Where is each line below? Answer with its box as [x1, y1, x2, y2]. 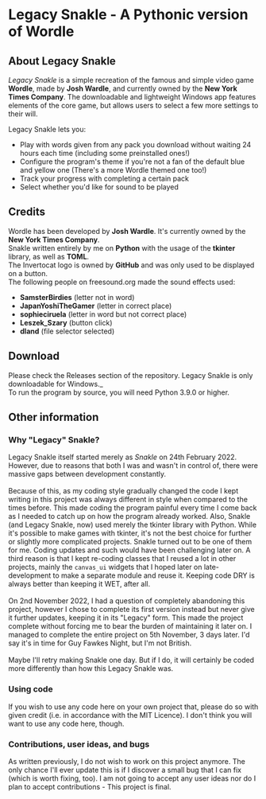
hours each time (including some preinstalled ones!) [19, 149, 191, 158]
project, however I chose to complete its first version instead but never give [8, 605, 256, 614]
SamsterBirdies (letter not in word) [19, 292, 135, 302]
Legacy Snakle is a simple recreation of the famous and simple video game [8, 76, 254, 84]
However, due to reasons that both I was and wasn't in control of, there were [8, 461, 258, 470]
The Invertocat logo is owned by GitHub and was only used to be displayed [8, 260, 255, 270]
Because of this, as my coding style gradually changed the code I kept [8, 486, 239, 496]
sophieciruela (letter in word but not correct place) [19, 309, 187, 319]
